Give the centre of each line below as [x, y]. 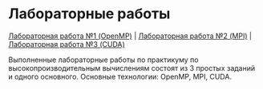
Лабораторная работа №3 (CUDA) [67, 44]
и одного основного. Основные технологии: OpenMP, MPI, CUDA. [120, 76]
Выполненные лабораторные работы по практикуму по [103, 60]
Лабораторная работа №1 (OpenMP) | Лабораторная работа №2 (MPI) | [130, 36]
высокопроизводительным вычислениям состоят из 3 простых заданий [131, 68]
